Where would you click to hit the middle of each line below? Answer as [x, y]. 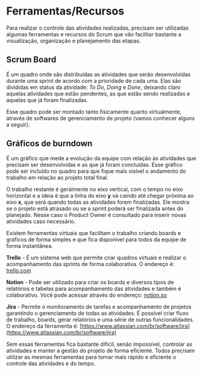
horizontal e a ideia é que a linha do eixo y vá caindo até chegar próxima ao [100, 195]
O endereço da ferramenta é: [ [44, 326]
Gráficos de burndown [49, 144]
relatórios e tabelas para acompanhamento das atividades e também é [94, 288]
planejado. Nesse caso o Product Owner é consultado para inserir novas [96, 215]
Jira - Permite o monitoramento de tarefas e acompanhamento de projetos [99, 307]
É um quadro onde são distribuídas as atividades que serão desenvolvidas [99, 74]
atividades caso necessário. [41, 221]
